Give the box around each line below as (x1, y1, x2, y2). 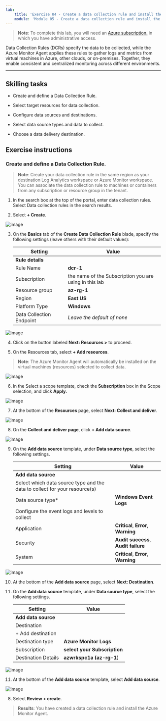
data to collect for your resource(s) (15, 485, 97, 492)
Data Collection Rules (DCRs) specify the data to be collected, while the (5, 45, 151, 51)
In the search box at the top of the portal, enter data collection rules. (12, 197, 152, 203)
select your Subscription (64, 646, 123, 653)
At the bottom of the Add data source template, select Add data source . (12, 676, 160, 682)
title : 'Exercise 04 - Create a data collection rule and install (14, 12, 154, 17)
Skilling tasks (5, 80, 48, 88)
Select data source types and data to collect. (12, 122, 104, 128)
